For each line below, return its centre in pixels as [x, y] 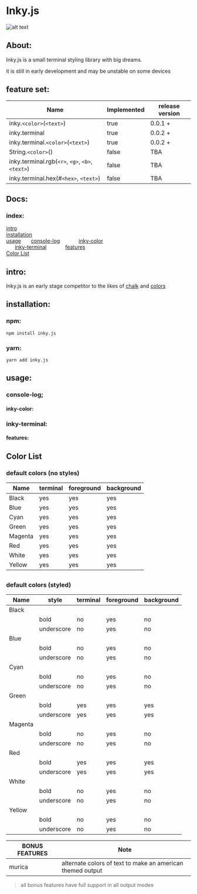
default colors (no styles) [43, 473]
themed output [82, 871]
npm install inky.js [31, 333]
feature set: [28, 89]
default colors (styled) [39, 585]
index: [15, 215]
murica [18, 866]
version [169, 113]
